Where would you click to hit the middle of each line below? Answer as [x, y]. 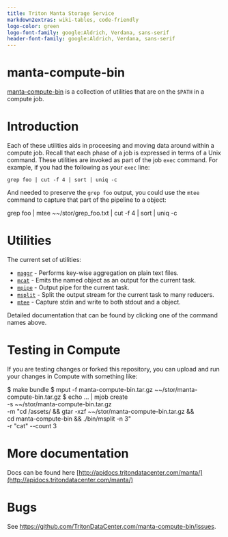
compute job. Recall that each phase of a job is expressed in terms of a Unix [114, 153]
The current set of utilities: [44, 259]
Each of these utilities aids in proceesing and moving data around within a [111, 145]
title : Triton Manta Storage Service [61, 13]
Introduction [43, 127]
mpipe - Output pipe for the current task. [73, 287]
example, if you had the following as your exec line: [79, 167]
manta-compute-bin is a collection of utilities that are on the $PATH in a [106, 92]
